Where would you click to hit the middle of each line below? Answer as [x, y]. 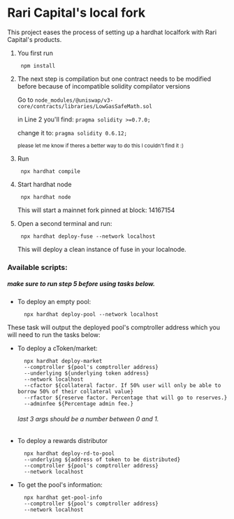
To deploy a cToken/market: [57, 348]
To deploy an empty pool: [54, 301]
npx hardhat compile [50, 171]
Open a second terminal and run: [65, 223]
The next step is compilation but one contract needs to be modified [114, 79]
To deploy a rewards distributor [63, 441]
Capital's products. [35, 39]
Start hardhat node [44, 184]
